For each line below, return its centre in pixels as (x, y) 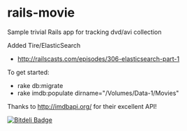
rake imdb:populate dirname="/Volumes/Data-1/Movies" (98, 93)
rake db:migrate (40, 85)
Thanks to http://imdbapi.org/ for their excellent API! (82, 106)
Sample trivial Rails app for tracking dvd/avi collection (84, 32)
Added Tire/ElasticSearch (44, 45)
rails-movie (41, 13)
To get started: (29, 72)
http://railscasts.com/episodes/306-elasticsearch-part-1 (98, 59)
